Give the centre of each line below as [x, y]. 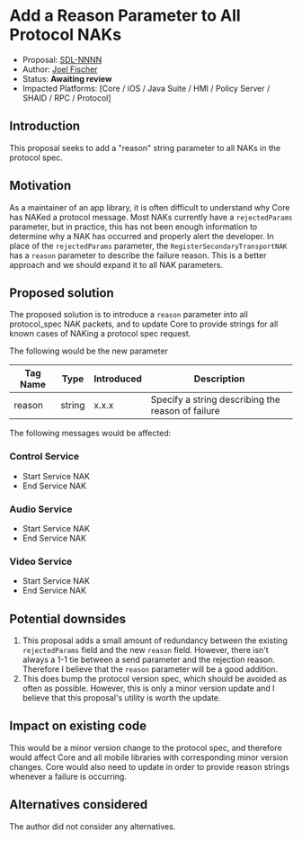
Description [219, 379]
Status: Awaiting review [67, 78]
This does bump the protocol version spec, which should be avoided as [155, 679]
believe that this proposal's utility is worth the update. [122, 698]
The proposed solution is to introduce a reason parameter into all [129, 315]
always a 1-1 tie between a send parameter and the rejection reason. [149, 660]
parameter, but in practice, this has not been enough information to [133, 227]
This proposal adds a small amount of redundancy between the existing [155, 640]
